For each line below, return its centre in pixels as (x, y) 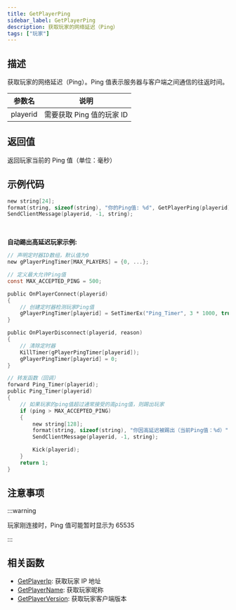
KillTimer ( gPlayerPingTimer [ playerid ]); (80, 352)
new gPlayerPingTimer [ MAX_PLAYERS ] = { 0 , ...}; (78, 262)
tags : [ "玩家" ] (28, 33)
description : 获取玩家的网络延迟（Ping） (63, 27)
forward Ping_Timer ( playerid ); (53, 385)
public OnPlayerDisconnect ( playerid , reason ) (75, 333)
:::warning (22, 510)
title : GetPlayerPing (39, 14)
